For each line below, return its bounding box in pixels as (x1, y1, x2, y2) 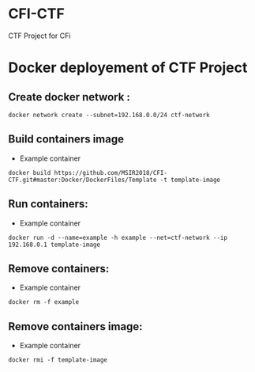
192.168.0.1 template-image (8, 241, 101, 249)
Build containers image (8, 132, 125, 146)
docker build (8, 169, 51, 177)
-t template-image (159, 176, 221, 184)
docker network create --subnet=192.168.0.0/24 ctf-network (8, 111, 211, 119)
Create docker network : (8, 90, 130, 104)
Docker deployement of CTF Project (8, 59, 248, 77)
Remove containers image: (8, 320, 144, 333)
